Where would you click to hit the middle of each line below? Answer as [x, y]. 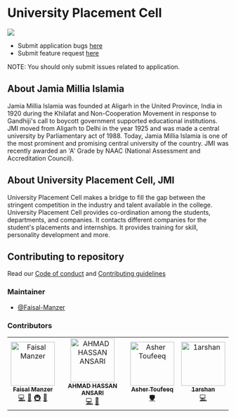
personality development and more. [59, 234]
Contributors [30, 325]
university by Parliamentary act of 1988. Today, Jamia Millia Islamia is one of [118, 136]
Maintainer [26, 292]
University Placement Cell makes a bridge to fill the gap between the [106, 197]
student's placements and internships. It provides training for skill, [103, 227]
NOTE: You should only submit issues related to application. [94, 66]
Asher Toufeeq [152, 389]
